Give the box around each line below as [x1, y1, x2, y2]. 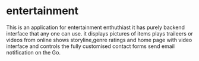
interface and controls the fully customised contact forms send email [6, 43, 175, 50]
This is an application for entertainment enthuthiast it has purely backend [6, 24, 185, 31]
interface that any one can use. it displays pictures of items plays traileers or [6, 30, 193, 37]
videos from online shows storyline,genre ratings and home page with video [6, 36, 192, 43]
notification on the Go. [6, 49, 61, 56]
